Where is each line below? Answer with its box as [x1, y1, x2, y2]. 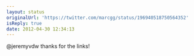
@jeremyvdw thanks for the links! [6, 43, 90, 50]
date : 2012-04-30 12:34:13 [6, 26, 75, 32]
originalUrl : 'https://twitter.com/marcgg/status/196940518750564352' [6, 15, 189, 21]
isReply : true [6, 20, 43, 26]
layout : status [6, 9, 45, 15]
